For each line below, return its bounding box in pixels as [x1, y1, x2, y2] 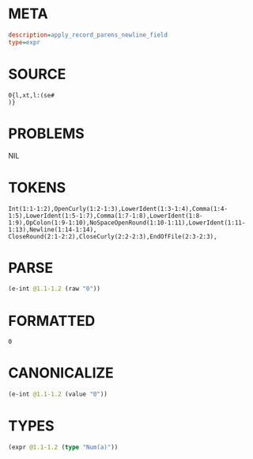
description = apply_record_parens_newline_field [8, 31, 168, 39]
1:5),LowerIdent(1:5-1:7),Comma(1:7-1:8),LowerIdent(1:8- [8, 212, 203, 220]
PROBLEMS [8, 124, 85, 143]
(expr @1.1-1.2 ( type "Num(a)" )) [8, 443, 119, 451]
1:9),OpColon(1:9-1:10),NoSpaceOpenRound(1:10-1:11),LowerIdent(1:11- [8, 219, 246, 227]
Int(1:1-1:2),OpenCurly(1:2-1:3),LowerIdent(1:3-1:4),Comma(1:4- [8, 205, 228, 212]
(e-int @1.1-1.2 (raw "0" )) [8, 285, 101, 293]
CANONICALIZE [8, 364, 115, 382]
